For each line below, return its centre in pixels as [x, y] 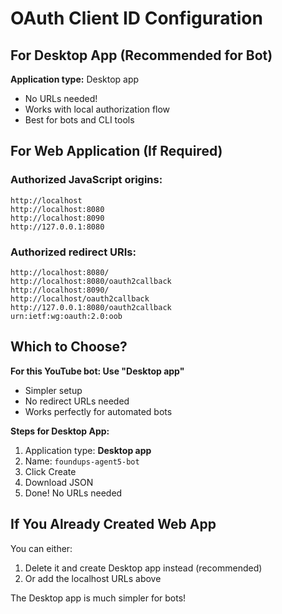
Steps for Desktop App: [60, 431]
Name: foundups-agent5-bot [82, 461]
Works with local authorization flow [97, 109]
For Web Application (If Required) [116, 151]
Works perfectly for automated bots [98, 411]
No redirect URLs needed [77, 401]
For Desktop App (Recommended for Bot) [141, 55]
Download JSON [59, 482]
